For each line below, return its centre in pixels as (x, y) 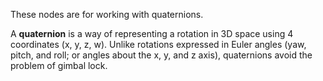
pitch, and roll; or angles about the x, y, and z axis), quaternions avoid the (161, 55)
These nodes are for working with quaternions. (107, 14)
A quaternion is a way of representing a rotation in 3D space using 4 (152, 33)
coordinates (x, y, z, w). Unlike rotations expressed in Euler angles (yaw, (158, 44)
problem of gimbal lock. (59, 65)
